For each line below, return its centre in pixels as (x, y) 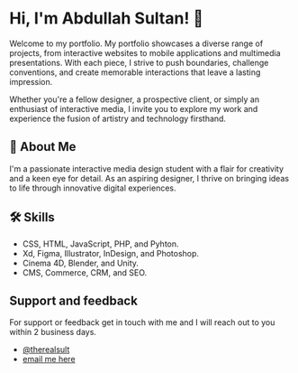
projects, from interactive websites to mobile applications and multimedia (145, 52)
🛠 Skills (32, 217)
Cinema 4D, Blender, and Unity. (81, 263)
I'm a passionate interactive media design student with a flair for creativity (147, 168)
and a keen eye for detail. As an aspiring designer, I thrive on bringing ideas (149, 178)
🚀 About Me (43, 147)
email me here (49, 359)
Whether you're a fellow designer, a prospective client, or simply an (134, 99)
